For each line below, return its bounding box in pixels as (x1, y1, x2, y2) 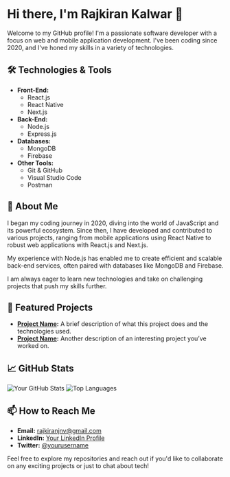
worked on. (16, 342, 49, 350)
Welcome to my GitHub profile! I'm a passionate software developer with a (7, 29, 218, 37)
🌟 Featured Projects (7, 301, 93, 313)
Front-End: (16, 86, 49, 94)
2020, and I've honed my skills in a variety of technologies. (7, 43, 174, 51)
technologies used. (16, 327, 72, 336)
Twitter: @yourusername (16, 441, 89, 449)
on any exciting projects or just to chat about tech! (7, 462, 150, 469)
